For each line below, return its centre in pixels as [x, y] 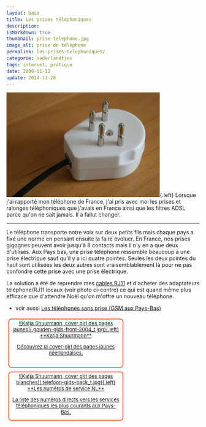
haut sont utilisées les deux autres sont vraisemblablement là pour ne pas [99, 265]
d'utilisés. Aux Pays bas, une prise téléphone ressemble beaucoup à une [98, 252]
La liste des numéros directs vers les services [66, 400]
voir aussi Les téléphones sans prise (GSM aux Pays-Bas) [88, 308]
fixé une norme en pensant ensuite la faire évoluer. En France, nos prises [98, 239]
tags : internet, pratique [39, 64]
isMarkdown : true [29, 33]
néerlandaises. [66, 353]
